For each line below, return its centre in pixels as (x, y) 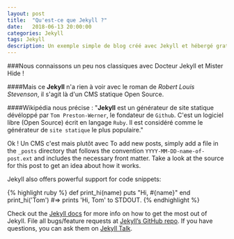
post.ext (20, 159)
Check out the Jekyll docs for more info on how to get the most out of (107, 214)
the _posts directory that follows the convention (76, 151)
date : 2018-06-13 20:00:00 (49, 26)
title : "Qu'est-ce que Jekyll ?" (57, 20)
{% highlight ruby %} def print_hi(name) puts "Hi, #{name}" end (99, 193)
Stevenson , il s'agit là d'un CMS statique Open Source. (86, 94)
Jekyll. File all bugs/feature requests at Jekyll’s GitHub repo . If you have (110, 221)
